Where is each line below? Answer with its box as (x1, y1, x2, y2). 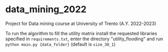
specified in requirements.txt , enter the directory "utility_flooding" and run (5, 36, 163, 42)
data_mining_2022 (5, 4, 87, 15)
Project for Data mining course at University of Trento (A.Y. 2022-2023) (5, 20, 157, 27)
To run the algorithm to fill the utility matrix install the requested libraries (5, 30, 157, 36)
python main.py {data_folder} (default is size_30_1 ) (5, 41, 116, 47)
